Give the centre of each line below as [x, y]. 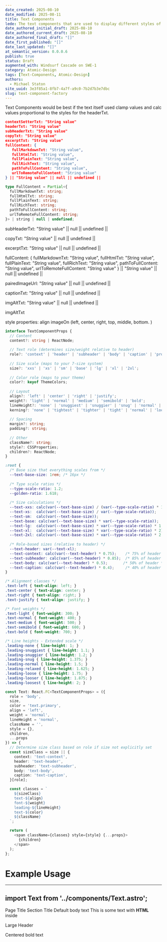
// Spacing [21, 419]
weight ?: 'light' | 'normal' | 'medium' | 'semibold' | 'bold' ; [78, 401]
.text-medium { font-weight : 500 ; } [43, 623]
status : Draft [20, 61]
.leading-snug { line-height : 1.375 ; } [46, 659]
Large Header [19, 925]
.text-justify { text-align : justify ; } [48, 600]
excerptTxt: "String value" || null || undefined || [53, 248]
